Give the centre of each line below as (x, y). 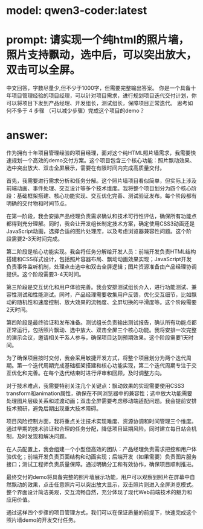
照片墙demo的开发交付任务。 (43, 520)
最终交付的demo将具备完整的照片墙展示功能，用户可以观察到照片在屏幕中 (98, 477)
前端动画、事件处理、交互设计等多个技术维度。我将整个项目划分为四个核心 (99, 188)
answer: (27, 135)
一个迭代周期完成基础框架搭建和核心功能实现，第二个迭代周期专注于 (107, 366)
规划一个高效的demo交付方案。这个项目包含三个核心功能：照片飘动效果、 (103, 160)
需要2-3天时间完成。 (37, 239)
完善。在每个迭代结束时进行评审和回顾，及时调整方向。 (96, 373)
